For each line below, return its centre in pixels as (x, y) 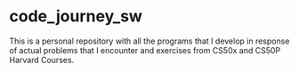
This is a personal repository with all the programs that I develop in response (149, 41)
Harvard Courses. (42, 60)
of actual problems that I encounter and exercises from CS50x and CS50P (145, 50)
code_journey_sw (76, 16)
